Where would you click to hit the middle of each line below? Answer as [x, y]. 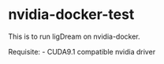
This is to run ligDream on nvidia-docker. [74, 36]
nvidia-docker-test [71, 15]
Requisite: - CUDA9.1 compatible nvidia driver [82, 51]
